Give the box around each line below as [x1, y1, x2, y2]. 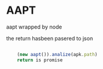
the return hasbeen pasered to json [6, 34, 93, 42]
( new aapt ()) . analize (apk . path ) [17, 51, 98, 57]
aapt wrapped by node [6, 23, 62, 30]
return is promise [17, 57, 63, 63]
